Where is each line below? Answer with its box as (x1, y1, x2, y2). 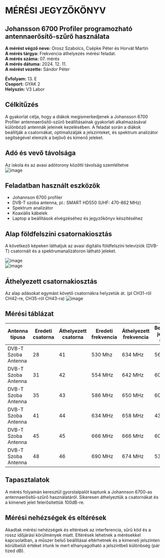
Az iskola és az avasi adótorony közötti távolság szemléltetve (5, 162, 129, 168)
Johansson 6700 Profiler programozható (5, 25, 133, 33)
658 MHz (122, 412, 144, 419)
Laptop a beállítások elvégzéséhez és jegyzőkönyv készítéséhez (12, 215, 143, 221)
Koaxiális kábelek (12, 210, 48, 216)
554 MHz (91, 371, 113, 378)
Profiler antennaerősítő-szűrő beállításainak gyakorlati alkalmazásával (5, 119, 146, 125)
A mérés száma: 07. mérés (5, 56, 60, 62)
